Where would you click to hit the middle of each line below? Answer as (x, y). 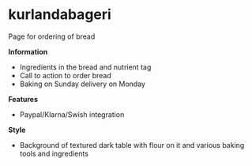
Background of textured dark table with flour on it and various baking (132, 145)
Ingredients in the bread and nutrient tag (85, 67)
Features (23, 99)
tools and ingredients (54, 153)
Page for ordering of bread (52, 36)
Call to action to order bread (66, 75)
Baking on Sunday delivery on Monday (83, 84)
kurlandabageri (60, 15)
